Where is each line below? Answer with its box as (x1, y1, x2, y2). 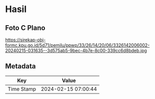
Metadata (5, 62, 36, 71)
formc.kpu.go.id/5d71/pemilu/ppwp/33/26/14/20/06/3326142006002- (5, 42, 150, 48)
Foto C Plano (5, 24, 45, 32)
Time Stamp (7, 85, 36, 92)
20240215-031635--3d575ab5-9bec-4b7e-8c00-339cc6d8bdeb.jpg (5, 48, 147, 53)
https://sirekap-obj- (5, 37, 46, 43)
